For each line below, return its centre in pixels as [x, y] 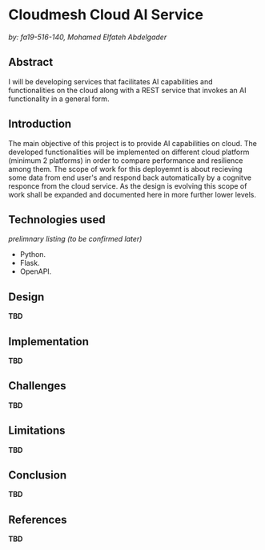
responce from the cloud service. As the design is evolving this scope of [128, 185]
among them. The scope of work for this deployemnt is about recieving [125, 169]
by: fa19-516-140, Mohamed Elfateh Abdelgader [88, 37]
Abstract [31, 62]
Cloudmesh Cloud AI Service [106, 15]
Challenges [37, 386]
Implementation [49, 342]
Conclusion [38, 475]
